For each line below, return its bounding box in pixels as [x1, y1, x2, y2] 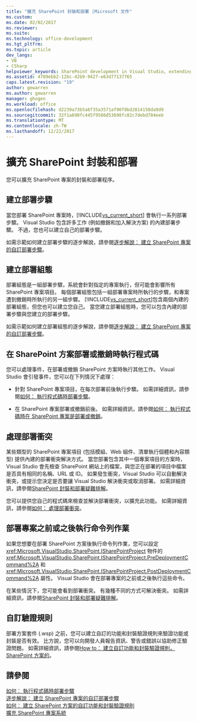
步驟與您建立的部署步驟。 [11, 311, 73, 318]
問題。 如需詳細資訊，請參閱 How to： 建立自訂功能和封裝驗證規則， [11, 644, 175, 651]
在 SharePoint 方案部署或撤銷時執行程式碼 [6, 349, 159, 359]
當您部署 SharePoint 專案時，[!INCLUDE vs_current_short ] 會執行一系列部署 [6, 212, 188, 219]
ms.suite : [6, 30, 30, 36]
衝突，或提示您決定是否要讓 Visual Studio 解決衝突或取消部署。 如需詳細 [6, 478, 181, 485]
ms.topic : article [6, 47, 51, 53]
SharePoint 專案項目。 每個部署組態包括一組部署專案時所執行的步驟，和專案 [6, 288, 189, 296]
